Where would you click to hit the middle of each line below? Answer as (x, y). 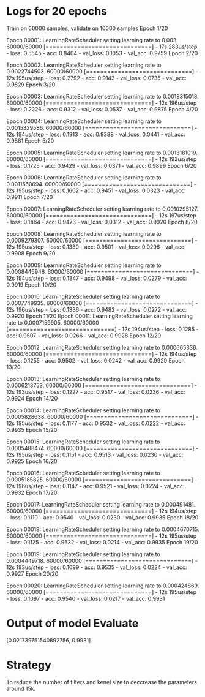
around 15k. (21, 688)
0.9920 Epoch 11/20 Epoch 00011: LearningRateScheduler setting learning (99, 316)
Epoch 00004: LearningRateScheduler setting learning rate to (84, 121)
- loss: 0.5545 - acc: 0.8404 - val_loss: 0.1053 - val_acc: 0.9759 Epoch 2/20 (102, 53)
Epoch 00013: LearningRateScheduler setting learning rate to (83, 379)
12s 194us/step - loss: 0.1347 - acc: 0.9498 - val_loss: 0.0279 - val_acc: (97, 278)
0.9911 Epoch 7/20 (30, 197)
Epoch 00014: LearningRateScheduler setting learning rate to (84, 410)
